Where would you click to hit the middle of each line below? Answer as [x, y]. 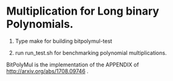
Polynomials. [40, 24]
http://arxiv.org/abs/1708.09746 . [48, 71]
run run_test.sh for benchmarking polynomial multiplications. [91, 52]
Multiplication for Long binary [83, 11]
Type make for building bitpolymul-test [63, 41]
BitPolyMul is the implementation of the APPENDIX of [73, 65]
